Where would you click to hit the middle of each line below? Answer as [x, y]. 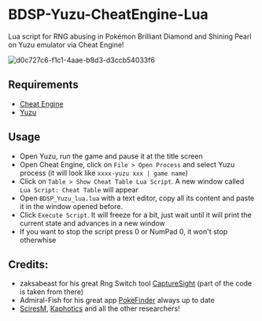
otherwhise [38, 240]
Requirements [43, 85]
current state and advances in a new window [92, 223]
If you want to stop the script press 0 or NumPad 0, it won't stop [124, 231]
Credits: [28, 265]
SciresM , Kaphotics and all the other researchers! [100, 308]
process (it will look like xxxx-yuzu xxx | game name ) [104, 173]
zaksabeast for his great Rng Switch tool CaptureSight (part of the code [136, 284]
